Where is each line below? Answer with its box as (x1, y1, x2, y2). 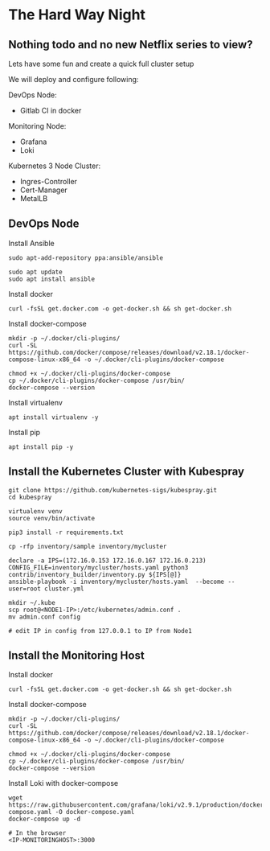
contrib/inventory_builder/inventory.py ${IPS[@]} (8, 570, 182, 578)
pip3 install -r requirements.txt (8, 528, 125, 536)
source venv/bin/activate (8, 514, 95, 522)
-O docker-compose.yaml (55, 808, 135, 816)
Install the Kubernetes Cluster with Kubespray (8, 465, 245, 479)
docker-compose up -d (8, 815, 81, 824)
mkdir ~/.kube (8, 598, 56, 606)
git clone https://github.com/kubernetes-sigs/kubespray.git (8, 486, 218, 494)
